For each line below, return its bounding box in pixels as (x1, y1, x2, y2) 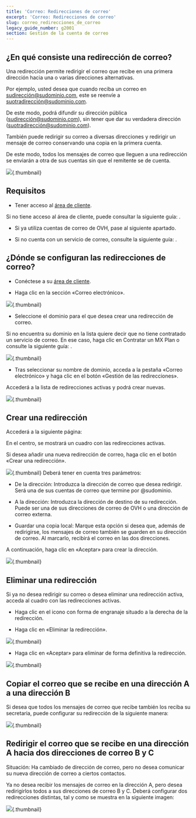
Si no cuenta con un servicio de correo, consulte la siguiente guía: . (14, 235, 177, 243)
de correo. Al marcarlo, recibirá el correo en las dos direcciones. (14, 535, 170, 542)
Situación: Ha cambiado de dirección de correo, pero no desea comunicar (6, 763, 185, 770)
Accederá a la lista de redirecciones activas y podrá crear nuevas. (6, 383, 166, 391)
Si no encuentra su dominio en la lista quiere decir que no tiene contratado (6, 330, 186, 337)
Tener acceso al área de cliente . (14, 201, 92, 208)
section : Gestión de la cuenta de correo (6, 31, 109, 36)
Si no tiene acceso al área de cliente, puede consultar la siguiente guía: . (6, 213, 181, 220)
